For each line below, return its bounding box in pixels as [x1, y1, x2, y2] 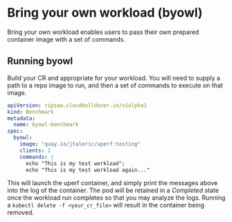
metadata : [7, 114, 36, 122]
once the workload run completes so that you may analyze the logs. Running [7, 194, 226, 202]
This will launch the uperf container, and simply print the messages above [7, 179, 218, 187]
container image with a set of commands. [7, 35, 126, 43]
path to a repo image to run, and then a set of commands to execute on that [7, 81, 223, 89]
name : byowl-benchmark [13, 121, 79, 128]
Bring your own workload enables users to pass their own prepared [7, 28, 199, 36]
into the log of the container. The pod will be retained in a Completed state [7, 186, 220, 195]
